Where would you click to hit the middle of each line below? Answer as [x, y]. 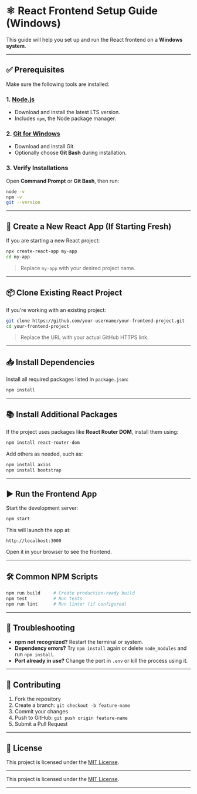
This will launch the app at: [38, 530]
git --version [23, 202]
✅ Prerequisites [35, 70]
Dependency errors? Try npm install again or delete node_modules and [101, 648]
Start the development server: [42, 508]
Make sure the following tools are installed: [58, 84]
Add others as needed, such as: [45, 454]
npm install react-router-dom [43, 443]
